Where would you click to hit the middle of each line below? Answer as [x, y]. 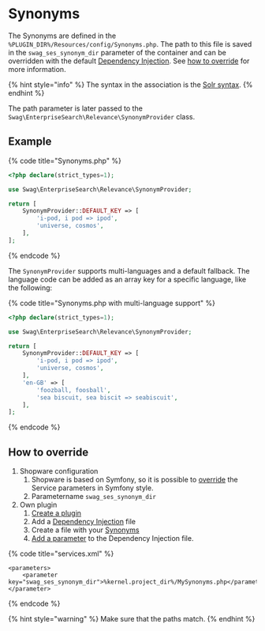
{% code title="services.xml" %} [61, 554]
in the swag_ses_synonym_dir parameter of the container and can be [117, 52]
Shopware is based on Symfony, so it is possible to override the [134, 480]
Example [30, 142]
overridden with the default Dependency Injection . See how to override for [129, 61]
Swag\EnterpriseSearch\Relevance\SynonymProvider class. [102, 116]
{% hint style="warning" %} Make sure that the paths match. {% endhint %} [132, 619]
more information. [37, 69]
